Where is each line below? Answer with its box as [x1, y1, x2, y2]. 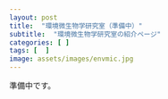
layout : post [9, 12, 58, 22]
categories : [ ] [9, 37, 70, 47]
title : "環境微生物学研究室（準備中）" [9, 21, 143, 30]
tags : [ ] [9, 46, 50, 55]
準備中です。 [9, 80, 56, 90]
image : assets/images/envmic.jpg [9, 54, 134, 63]
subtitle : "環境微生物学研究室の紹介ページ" [9, 29, 162, 38]
